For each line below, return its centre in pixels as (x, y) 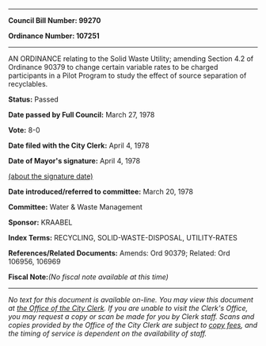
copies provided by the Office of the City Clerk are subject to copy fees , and (133, 325)
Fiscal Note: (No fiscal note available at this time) (88, 277)
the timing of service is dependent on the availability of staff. (108, 333)
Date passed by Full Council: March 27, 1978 (82, 115)
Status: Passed (34, 99)
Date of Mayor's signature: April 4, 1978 (74, 161)
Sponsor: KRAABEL (40, 222)
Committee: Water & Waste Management (75, 207)
